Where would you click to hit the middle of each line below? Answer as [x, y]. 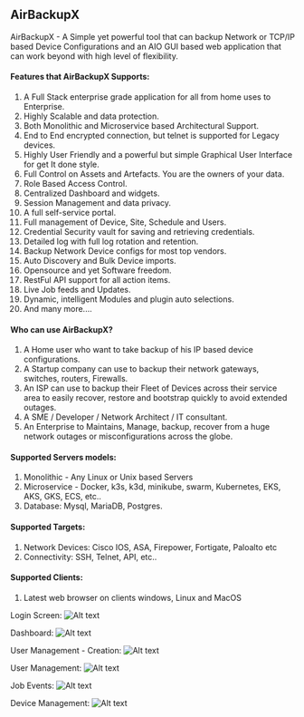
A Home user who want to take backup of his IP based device [138, 350]
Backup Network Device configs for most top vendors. [125, 251]
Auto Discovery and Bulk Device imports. [100, 261]
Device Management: [50, 702]
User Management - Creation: [66, 650]
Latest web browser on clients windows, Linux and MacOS [133, 597]
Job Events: [33, 685]
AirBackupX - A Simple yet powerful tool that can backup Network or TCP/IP [152, 36]
